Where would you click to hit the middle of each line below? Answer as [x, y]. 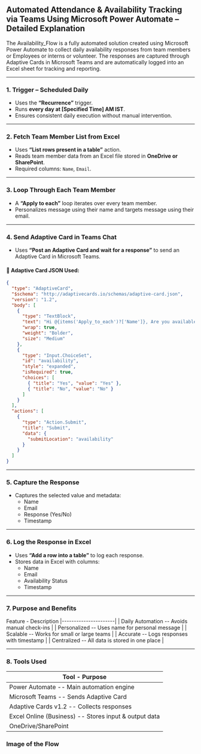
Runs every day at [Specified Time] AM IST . [70, 109]
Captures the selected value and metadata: [68, 495]
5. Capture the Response [43, 482]
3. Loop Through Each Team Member [61, 190]
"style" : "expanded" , [49, 367]
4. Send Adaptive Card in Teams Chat [62, 237]
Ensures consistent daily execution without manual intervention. [93, 116]
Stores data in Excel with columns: [57, 561]
